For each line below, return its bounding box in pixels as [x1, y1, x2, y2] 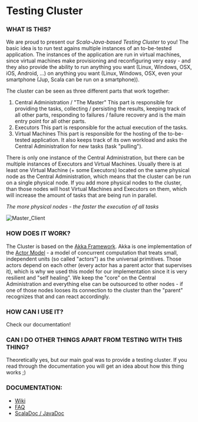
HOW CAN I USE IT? [6, 308, 64, 316]
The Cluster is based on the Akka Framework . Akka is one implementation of [6, 243, 192, 250]
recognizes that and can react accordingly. [6, 293, 110, 300]
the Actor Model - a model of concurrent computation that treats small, [6, 249, 179, 256]
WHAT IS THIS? [6, 25, 51, 34]
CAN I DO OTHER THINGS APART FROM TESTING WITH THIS [6, 336, 183, 344]
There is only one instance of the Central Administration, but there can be [6, 154, 184, 161]
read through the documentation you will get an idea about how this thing [6, 362, 184, 370]
